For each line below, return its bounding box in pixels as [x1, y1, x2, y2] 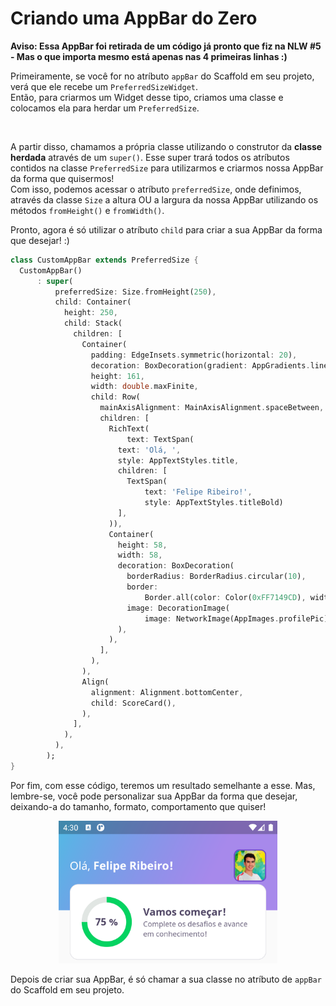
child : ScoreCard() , [90, 698, 177, 708]
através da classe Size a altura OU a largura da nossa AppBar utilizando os [10, 193, 319, 206]
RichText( [108, 423, 150, 434]
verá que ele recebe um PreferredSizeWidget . [10, 80, 199, 92]
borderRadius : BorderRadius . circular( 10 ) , [126, 572, 307, 582]
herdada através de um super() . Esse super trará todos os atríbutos [10, 151, 290, 163]
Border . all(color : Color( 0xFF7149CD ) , [144, 592, 307, 602]
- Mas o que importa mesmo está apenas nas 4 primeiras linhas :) [10, 50, 288, 62]
